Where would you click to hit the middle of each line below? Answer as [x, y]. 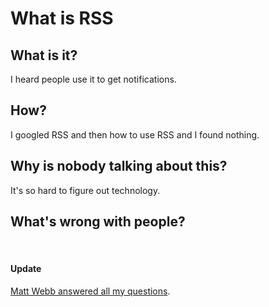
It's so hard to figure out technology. [85, 190]
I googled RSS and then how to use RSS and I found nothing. [135, 134]
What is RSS [62, 18]
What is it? [44, 55]
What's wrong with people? [98, 222]
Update [26, 269]
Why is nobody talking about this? [119, 166]
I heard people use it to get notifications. [93, 79]
